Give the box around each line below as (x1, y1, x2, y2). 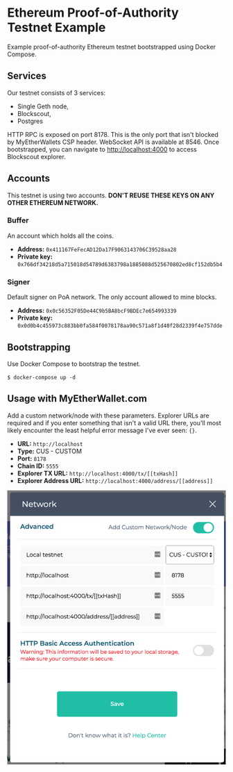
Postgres (17, 117, 44, 125)
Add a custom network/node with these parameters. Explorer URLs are (7, 411, 209, 420)
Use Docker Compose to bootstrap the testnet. (7, 359, 141, 368)
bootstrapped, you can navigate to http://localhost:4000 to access (7, 145, 198, 154)
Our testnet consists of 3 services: (7, 88, 106, 97)
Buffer (7, 215, 29, 225)
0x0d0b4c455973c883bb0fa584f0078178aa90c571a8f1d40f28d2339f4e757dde (17, 322, 223, 329)
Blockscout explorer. (7, 152, 66, 161)
